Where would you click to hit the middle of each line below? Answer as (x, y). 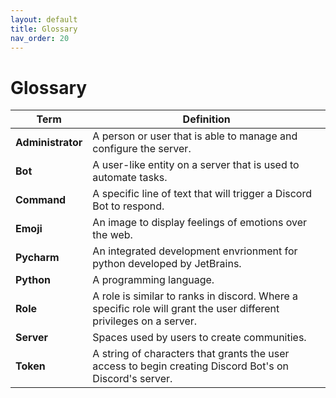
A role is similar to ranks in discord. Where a (195, 296)
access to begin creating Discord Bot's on (191, 366)
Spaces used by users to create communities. (199, 338)
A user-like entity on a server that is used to (196, 165)
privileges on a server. (145, 321)
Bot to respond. (128, 206)
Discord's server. (132, 379)
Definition (206, 119)
